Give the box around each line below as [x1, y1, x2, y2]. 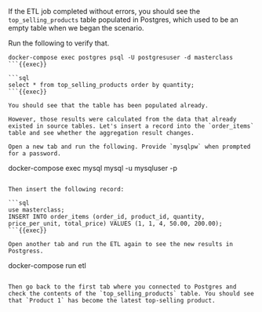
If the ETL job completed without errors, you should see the [8, 7, 201, 16]
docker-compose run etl [8, 261, 86, 270]
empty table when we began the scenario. [8, 24, 144, 32]
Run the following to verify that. [8, 38, 110, 48]
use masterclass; [8, 206, 65, 214]
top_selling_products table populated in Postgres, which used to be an [8, 15, 238, 24]
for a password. [8, 150, 61, 158]
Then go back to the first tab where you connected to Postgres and [8, 283, 237, 291]
